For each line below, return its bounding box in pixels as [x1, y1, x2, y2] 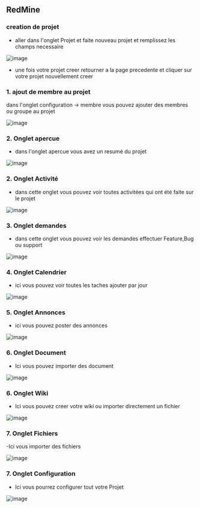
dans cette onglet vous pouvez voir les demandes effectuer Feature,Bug [14, 234, 194, 242]
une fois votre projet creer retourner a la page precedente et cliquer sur [14, 66, 192, 73]
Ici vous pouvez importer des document [14, 362, 114, 369]
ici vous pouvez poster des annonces [14, 322, 108, 329]
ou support [14, 241, 43, 248]
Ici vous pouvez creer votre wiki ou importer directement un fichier [14, 403, 180, 410]
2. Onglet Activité [6, 174, 59, 183]
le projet [14, 195, 36, 202]
